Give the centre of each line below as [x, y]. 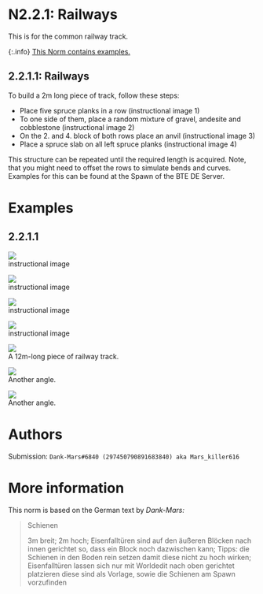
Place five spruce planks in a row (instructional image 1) [110, 110]
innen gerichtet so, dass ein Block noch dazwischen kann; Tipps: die [138, 548]
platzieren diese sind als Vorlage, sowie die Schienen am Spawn [131, 574]
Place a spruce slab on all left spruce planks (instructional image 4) [128, 144]
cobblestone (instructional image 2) [77, 127]
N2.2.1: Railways [63, 15]
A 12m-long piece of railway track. [64, 356]
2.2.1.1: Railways [49, 76]
